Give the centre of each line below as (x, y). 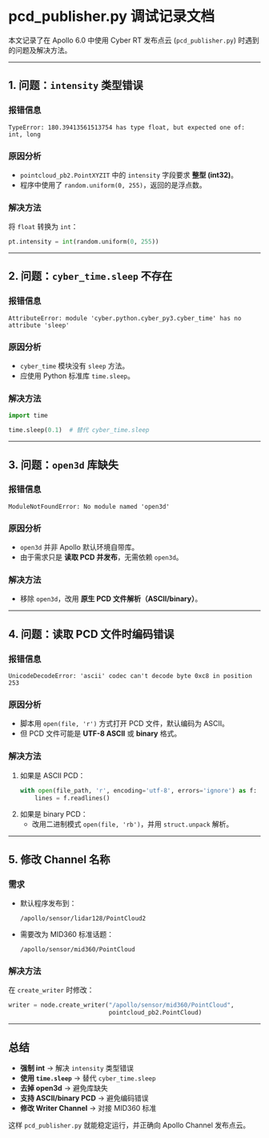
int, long (25, 134)
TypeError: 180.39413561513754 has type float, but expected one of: (127, 127)
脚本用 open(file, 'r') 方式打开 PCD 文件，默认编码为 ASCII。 (124, 724)
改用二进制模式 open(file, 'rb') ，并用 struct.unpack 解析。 (132, 824)
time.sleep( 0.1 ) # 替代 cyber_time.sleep (79, 430)
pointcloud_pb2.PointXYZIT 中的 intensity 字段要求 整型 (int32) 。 (129, 175)
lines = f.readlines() (72, 798)
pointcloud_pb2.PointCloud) (155, 1013)
